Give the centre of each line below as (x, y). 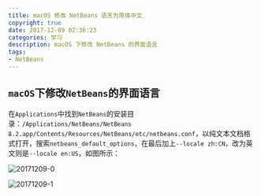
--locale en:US (54, 153)
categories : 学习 (35, 37)
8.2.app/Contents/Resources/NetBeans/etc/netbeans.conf (102, 134)
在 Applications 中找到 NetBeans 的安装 (68, 113)
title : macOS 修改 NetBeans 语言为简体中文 (75, 15)
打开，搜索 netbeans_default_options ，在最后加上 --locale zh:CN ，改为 (130, 143)
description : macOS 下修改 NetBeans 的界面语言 (83, 45)
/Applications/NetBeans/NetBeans (77, 124)
